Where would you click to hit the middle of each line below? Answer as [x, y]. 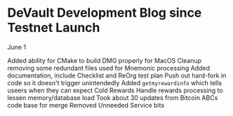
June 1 [17, 47]
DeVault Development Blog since [105, 13]
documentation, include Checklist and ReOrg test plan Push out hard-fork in [117, 75]
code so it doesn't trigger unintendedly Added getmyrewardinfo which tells [115, 82]
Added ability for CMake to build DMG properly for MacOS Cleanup [105, 60]
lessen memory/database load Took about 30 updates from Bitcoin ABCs [113, 97]
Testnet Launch [54, 28]
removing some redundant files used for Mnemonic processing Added [109, 68]
